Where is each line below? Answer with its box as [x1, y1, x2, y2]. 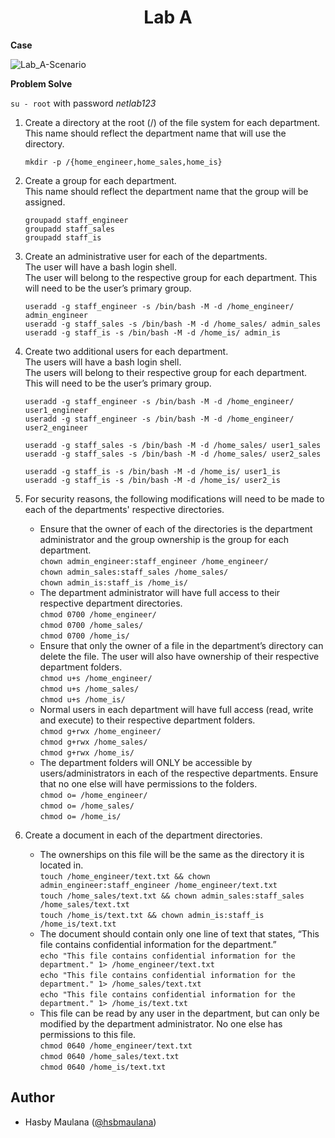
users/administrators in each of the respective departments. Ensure [39, 767, 319, 779]
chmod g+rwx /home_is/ [39, 747, 135, 758]
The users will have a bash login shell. [24, 356, 182, 368]
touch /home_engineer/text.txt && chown [39, 871, 211, 881]
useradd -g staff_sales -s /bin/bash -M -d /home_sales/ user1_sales [24, 440, 322, 450]
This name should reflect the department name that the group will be [24, 185, 309, 197]
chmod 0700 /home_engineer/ [39, 609, 157, 620]
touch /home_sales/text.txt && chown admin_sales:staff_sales [39, 891, 305, 901]
